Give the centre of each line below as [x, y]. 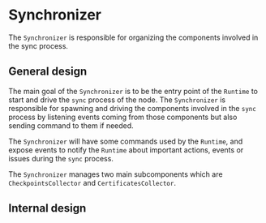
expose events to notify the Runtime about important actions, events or [126, 150]
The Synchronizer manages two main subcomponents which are [116, 174]
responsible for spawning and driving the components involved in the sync [133, 108]
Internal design [47, 208]
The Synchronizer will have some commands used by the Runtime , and [126, 141]
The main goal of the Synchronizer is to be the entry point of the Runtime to [133, 91]
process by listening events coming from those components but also [123, 117]
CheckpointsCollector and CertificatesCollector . [92, 182]
